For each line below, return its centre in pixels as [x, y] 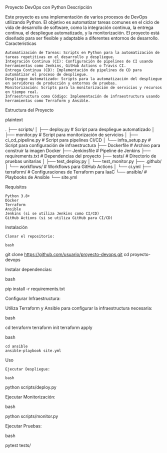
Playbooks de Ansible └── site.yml [41, 177]
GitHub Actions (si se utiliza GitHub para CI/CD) [59, 218]
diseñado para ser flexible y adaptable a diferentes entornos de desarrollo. [82, 38]
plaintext [14, 120]
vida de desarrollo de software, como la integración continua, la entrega [79, 27]
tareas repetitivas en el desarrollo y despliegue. [60, 57]
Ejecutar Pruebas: [23, 426]
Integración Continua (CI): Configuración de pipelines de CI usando [79, 61]
